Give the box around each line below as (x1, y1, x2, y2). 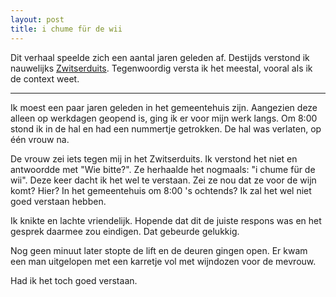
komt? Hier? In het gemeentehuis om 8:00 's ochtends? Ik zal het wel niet (10, 184, 312, 196)
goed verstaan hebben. (10, 195, 107, 207)
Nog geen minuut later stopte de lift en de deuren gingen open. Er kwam (10, 244, 308, 256)
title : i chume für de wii (10, 24, 123, 34)
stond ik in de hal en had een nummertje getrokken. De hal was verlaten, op (10, 122, 322, 135)
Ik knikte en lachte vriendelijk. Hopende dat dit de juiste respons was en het (10, 214, 322, 226)
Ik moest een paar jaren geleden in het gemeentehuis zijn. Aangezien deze (10, 101, 318, 113)
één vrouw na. (10, 133, 70, 145)
